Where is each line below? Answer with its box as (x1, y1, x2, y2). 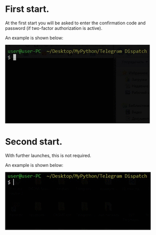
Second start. (5, 136, 63, 148)
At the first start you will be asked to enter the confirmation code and (5, 20, 146, 26)
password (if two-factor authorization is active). (5, 25, 103, 31)
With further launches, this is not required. (5, 153, 92, 158)
